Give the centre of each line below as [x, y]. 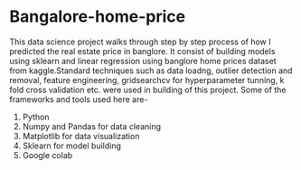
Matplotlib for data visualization [81, 136]
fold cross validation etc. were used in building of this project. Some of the [148, 90]
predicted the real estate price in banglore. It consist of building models [142, 51]
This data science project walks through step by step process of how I [140, 42]
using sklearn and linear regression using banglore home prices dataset [143, 61]
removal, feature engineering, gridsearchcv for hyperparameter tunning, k [147, 80]
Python [36, 117]
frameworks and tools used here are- [79, 99]
